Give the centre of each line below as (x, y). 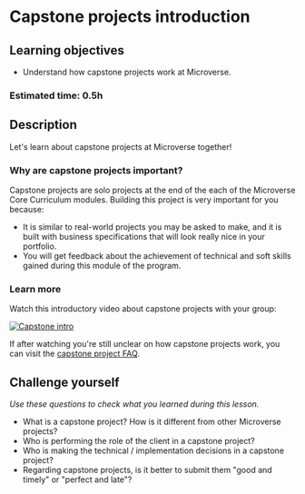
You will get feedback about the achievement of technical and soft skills (157, 256)
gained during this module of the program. (102, 266)
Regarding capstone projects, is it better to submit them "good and (147, 470)
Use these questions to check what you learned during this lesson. (134, 404)
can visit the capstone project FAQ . (75, 354)
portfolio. (39, 246)
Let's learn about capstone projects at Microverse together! (121, 146)
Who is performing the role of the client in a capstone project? (139, 441)
